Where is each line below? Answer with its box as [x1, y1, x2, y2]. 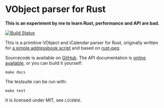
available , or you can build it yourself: [5, 60, 83, 66]
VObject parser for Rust [5, 4, 106, 15]
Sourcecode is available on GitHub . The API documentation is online [5, 54, 146, 61]
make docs [5, 69, 26, 75]
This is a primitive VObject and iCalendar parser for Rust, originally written [5, 39, 158, 46]
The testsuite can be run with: [5, 78, 67, 84]
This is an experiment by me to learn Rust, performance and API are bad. [5, 20, 159, 26]
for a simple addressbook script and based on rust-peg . [5, 45, 121, 51]
